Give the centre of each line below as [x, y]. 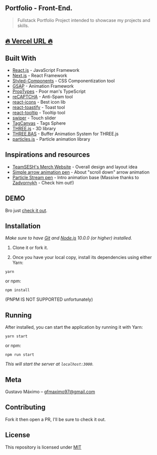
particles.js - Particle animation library [51, 139]
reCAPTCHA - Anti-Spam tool [42, 97]
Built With [21, 58]
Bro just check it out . [26, 210]
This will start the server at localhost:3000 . [49, 364]
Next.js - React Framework [40, 76]
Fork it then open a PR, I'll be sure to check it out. [55, 419]
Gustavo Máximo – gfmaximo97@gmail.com [50, 392]
